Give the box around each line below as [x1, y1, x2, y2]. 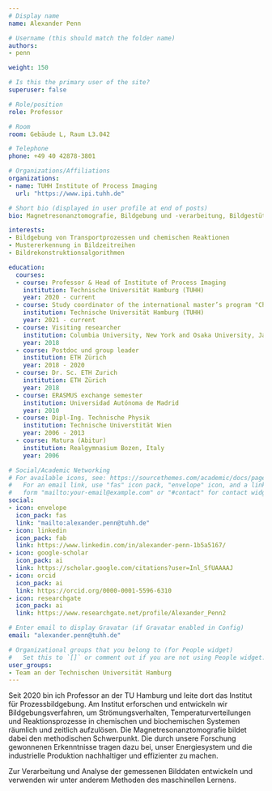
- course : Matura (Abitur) [15, 436, 107, 444]
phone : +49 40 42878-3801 [8, 152, 96, 160]
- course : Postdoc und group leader [15, 346, 139, 355]
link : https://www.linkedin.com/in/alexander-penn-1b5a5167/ [15, 542, 227, 550]
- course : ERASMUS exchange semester [15, 391, 143, 399]
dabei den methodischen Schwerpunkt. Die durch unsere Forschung [8, 734, 236, 743]
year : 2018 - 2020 [23, 361, 85, 369]
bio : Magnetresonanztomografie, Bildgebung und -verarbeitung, [8, 211, 227, 219]
